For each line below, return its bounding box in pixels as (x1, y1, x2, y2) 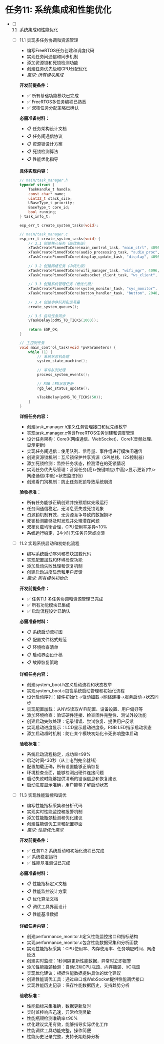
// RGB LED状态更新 (37, 381, 74, 386)
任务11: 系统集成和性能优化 (5, 4, 112, 16)
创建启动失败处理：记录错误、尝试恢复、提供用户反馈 (26, 718, 134, 724)
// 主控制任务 (19, 340, 45, 345)
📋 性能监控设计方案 (26, 888, 67, 894)
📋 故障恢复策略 (26, 660, 59, 666)
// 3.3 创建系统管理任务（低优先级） (28, 282, 95, 287)
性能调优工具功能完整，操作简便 (26, 1027, 91, 1033)
